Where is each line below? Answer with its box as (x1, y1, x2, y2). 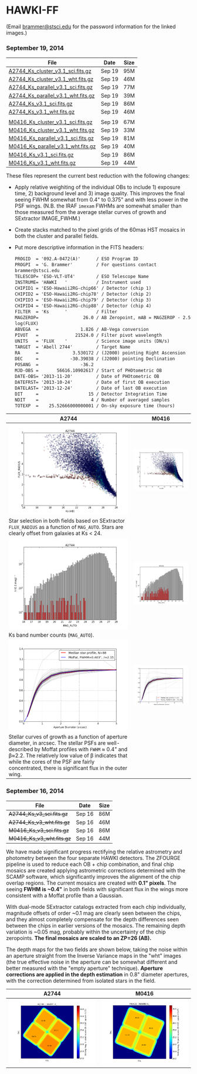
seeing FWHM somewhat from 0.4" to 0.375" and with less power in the (14, 196, 189, 203)
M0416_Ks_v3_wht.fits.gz (8, 835, 72, 842)
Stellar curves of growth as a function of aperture (8, 733, 128, 740)
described (8, 745, 33, 752)
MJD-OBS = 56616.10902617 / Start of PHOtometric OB (14, 368, 162, 374)
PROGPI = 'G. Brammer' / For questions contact (14, 262, 157, 268)
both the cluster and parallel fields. (14, 233, 99, 240)
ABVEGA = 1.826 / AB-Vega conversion (14, 327, 149, 333)
